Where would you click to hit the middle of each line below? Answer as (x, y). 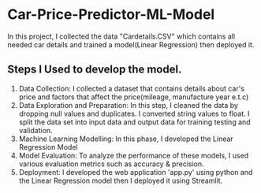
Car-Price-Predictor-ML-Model (111, 15)
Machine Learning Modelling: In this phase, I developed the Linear (126, 139)
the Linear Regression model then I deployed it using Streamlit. (121, 180)
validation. (35, 130)
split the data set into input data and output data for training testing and (134, 122)
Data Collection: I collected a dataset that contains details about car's (132, 88)
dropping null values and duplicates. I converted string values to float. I (134, 113)
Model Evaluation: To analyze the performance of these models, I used (134, 155)
